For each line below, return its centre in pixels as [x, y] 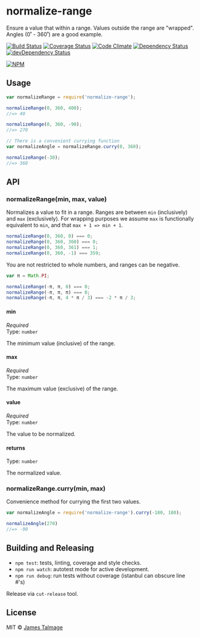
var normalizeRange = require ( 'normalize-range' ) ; [71, 97]
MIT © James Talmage [35, 627]
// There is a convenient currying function [63, 141]
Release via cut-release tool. [42, 593]
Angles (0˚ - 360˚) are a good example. [55, 34]
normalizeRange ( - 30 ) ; [33, 157]
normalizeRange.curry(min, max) [56, 489]
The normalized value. [34, 473]
